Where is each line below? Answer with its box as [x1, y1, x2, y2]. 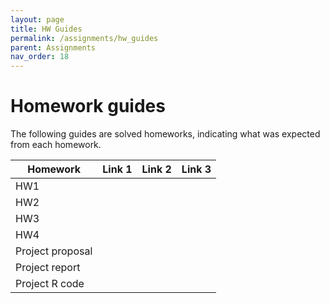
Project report [15, 261, 81, 275]
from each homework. [10, 139, 102, 151]
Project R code [15, 277, 85, 291]
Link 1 [102, 162, 133, 176]
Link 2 [141, 162, 172, 176]
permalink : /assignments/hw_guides [10, 33, 159, 43]
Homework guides [10, 95, 166, 118]
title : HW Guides [10, 24, 83, 34]
